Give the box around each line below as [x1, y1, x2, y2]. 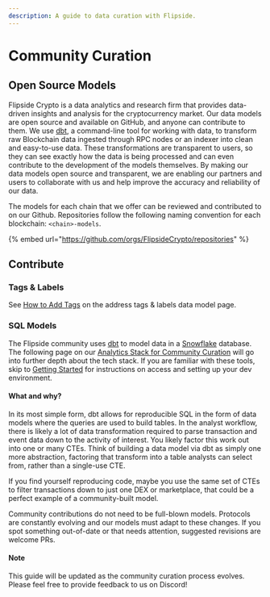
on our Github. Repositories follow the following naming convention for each [8, 210, 261, 219]
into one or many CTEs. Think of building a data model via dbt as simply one [8, 443, 262, 453]
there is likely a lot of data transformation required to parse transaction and [8, 426, 258, 436]
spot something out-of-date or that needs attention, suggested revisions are [8, 526, 261, 536]
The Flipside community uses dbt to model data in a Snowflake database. [8, 338, 252, 348]
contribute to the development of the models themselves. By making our [8, 160, 248, 169]
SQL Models [8, 320, 57, 332]
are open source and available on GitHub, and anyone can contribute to [8, 117, 246, 127]
